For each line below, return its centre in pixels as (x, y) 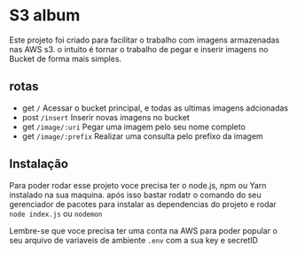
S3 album (45, 15)
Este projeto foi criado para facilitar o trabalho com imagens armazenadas (145, 40)
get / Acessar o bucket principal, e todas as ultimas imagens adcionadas (155, 108)
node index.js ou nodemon (56, 213)
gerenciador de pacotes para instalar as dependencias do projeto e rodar (143, 204)
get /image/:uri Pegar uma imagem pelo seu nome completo (134, 127)
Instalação (39, 164)
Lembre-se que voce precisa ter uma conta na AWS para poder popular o (143, 230)
